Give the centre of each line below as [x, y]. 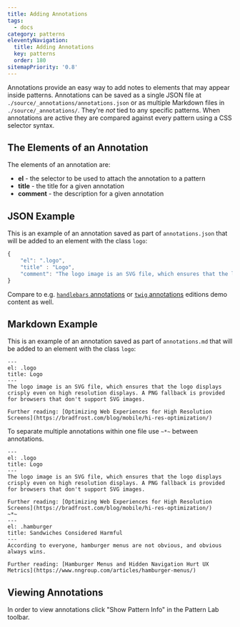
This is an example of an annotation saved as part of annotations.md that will [120, 341]
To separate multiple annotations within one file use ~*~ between [103, 432]
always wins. [27, 552]
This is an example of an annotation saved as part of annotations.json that [117, 233]
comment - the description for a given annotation [91, 194]
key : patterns [35, 54]
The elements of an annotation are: [59, 165]
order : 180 [30, 61]
